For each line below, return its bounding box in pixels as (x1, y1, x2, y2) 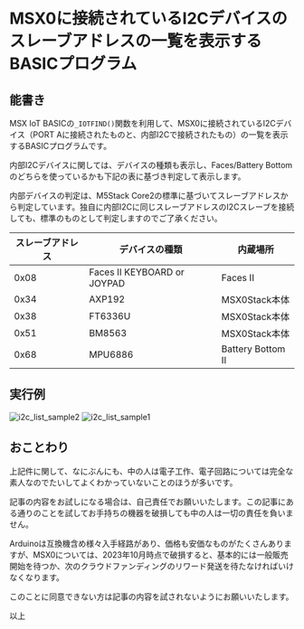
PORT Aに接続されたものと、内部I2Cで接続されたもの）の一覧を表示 (33, 129, 289, 140)
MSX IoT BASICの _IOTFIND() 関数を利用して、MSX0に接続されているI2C (9, 118, 276, 128)
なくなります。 (9, 571, 65, 583)
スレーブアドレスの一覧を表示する (9, 31, 262, 52)
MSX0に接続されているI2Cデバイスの (9, 8, 288, 29)
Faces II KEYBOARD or (89, 266, 185, 278)
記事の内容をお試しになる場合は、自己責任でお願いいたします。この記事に (9, 496, 287, 507)
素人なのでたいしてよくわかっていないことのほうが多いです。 (9, 476, 238, 488)
